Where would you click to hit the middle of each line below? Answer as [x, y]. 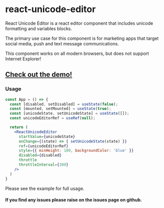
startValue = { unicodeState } [47, 136]
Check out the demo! [39, 75]
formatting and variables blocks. [39, 28]
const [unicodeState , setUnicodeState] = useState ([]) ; [69, 114]
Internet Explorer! [23, 58]
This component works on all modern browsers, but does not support [77, 53]
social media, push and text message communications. [62, 43]
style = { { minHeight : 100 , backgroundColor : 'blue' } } [76, 151]
